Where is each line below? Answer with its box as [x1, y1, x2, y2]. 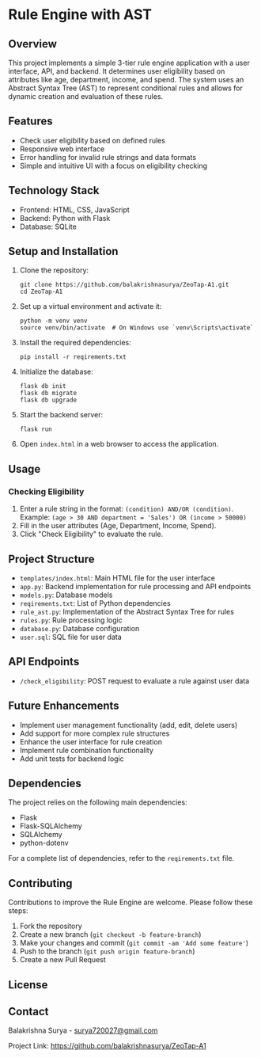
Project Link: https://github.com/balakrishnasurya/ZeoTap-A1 [8, 1041, 207, 1051]
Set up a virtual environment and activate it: [19, 302, 162, 311]
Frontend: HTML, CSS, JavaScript [19, 204, 130, 215]
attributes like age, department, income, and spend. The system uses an [8, 75, 244, 84]
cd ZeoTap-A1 [19, 287, 63, 296]
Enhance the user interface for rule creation [19, 736, 162, 746]
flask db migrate [19, 390, 78, 398]
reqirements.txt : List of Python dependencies [19, 598, 172, 607]
